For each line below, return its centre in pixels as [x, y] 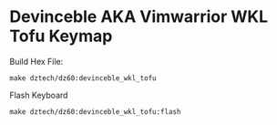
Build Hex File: [36, 61]
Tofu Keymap [61, 36]
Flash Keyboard [39, 95]
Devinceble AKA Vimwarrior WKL [139, 17]
